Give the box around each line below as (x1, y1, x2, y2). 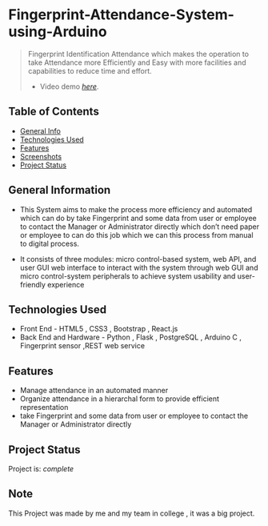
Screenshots (19, 151, 62, 161)
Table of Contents (8, 105, 100, 118)
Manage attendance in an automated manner (19, 386, 169, 396)
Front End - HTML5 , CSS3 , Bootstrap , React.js (19, 324, 178, 334)
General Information (8, 183, 111, 197)
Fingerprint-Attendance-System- (8, 6, 234, 24)
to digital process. (19, 239, 80, 248)
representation (19, 403, 69, 412)
